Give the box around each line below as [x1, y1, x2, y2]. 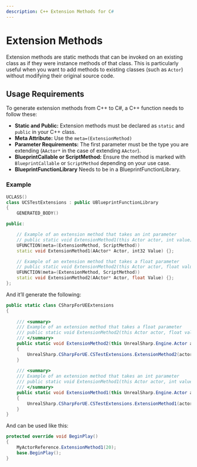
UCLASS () [6, 194, 28, 200]
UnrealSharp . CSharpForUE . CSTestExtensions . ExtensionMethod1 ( [27, 401, 180, 406]
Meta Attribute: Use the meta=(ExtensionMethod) [14, 135, 133, 142]
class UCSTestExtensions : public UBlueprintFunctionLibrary [6, 199, 159, 206]
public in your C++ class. [14, 129, 76, 136]
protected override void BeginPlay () [6, 434, 98, 439]
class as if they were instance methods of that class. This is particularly [6, 59, 179, 66]
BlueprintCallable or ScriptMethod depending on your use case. [14, 160, 171, 167]
